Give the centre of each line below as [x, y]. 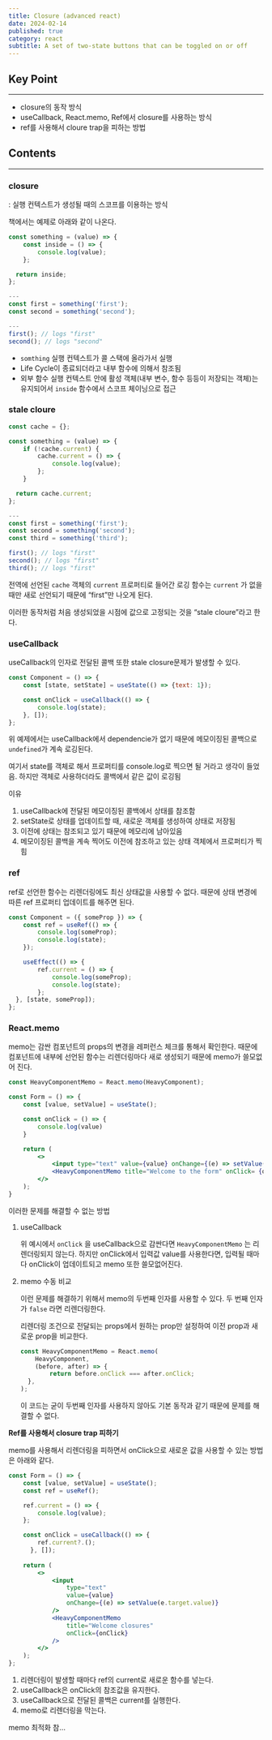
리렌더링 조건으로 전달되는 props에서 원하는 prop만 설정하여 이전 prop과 [135, 1325]
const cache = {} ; [39, 427]
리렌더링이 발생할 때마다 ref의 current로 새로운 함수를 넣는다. [117, 1680]
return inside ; [41, 274]
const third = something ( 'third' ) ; [68, 539]
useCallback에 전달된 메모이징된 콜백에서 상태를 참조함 [108, 811]
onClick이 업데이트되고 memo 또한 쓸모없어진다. [106, 1264]
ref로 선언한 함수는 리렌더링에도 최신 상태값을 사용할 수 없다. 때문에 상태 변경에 [133, 891]
